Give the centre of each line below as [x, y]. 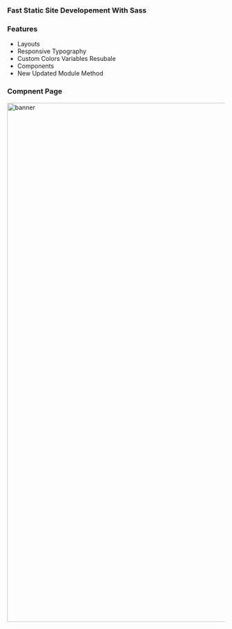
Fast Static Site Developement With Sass [77, 10]
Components [36, 66]
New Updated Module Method [60, 73]
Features [22, 28]
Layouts [28, 44]
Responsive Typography [52, 51]
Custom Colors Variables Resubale [66, 59]
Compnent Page [35, 91]
